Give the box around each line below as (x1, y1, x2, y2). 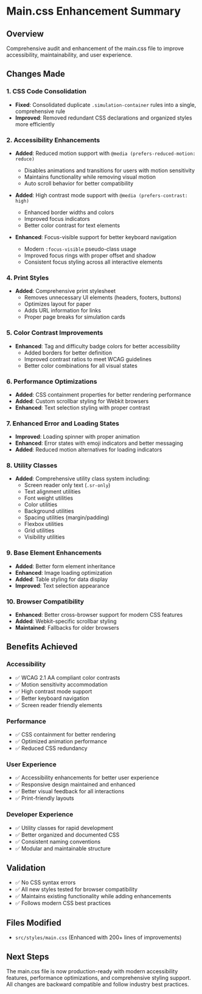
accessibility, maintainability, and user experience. (6, 51, 133, 59)
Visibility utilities (24, 533, 65, 541)
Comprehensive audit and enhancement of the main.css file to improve (6, 45, 184, 52)
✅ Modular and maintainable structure (15, 845, 111, 852)
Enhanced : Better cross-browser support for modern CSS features (15, 611, 183, 619)
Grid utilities (24, 527, 55, 535)
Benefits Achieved (6, 642, 78, 652)
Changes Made (6, 69, 65, 79)
